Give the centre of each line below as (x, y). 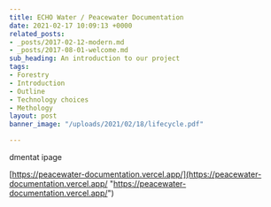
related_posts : (37, 34)
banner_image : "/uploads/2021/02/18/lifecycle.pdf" (106, 125)
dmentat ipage (36, 157)
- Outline (27, 91)
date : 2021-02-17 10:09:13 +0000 (71, 26)
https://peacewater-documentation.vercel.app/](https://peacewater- (137, 174)
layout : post (33, 116)
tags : (19, 67)
